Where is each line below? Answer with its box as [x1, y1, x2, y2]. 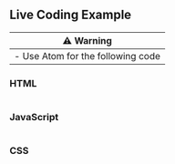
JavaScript [9, 111, 59, 124]
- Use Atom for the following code [14, 49, 161, 62]
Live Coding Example [9, 7, 132, 23]
